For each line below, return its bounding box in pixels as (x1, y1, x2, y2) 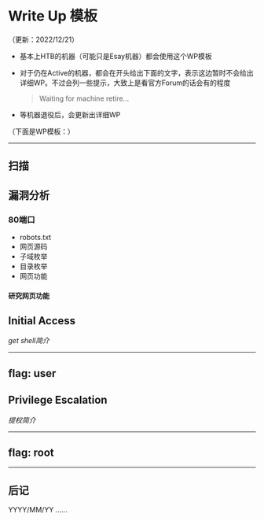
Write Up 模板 (8, 7, 98, 25)
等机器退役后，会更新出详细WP (19, 109, 121, 119)
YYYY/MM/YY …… (8, 505, 68, 515)
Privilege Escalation (8, 394, 108, 407)
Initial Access (8, 314, 76, 327)
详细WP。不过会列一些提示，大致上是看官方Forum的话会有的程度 (19, 78, 231, 87)
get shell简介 (8, 336, 49, 345)
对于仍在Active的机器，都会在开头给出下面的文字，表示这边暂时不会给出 (19, 68, 254, 77)
